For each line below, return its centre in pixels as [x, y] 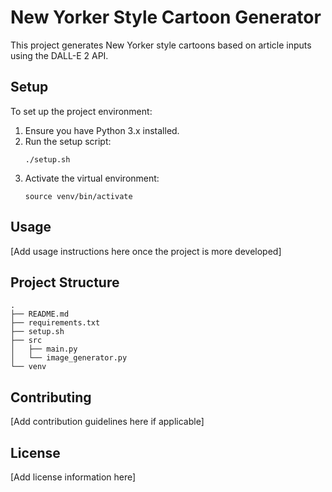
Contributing [51, 397]
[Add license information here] [73, 477]
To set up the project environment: [81, 111]
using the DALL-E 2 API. [59, 55]
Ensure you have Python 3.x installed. [102, 130]
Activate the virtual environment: [92, 178]
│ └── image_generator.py [69, 358]
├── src [26, 341]
